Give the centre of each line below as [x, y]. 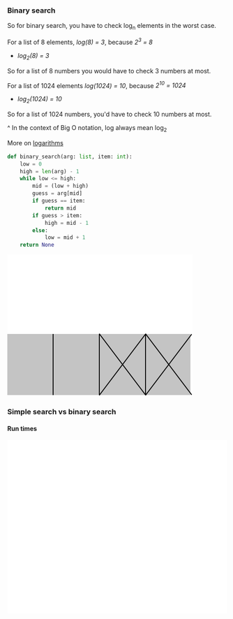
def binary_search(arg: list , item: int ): [70, 156]
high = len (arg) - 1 [50, 171]
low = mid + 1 [65, 238]
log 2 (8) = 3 [33, 56]
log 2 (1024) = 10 [40, 100]
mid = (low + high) [61, 186]
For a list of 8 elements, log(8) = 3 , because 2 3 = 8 [80, 42]
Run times [22, 428]
